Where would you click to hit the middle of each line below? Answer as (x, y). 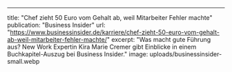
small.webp (23, 61)
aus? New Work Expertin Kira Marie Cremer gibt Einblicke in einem (102, 47)
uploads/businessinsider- (186, 54)
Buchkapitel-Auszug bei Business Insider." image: (78, 54)
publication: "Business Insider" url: (56, 25)
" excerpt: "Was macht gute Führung (159, 39)
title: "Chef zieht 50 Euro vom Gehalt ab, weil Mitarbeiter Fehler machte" (110, 17)
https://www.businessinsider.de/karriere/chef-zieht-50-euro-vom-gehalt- (115, 32)
